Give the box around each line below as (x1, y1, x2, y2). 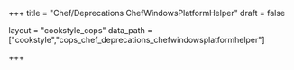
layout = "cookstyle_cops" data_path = (8, 25, 153, 35)
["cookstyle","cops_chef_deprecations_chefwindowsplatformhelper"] (8, 35, 265, 45)
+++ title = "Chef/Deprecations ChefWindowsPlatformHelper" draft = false (8, 8, 286, 18)
